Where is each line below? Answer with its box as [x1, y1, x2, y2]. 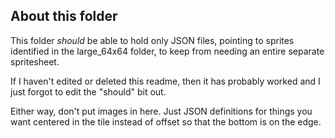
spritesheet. [10, 55, 60, 68]
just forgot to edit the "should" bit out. [10, 85, 167, 98]
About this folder [10, 8, 118, 25]
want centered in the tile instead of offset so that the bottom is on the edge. [10, 115, 322, 128]
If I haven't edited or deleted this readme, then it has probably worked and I [10, 75, 321, 87]
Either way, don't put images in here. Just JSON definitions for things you [10, 105, 313, 117]
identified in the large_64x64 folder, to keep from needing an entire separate [10, 45, 325, 57]
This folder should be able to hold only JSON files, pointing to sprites [10, 34, 295, 46]
